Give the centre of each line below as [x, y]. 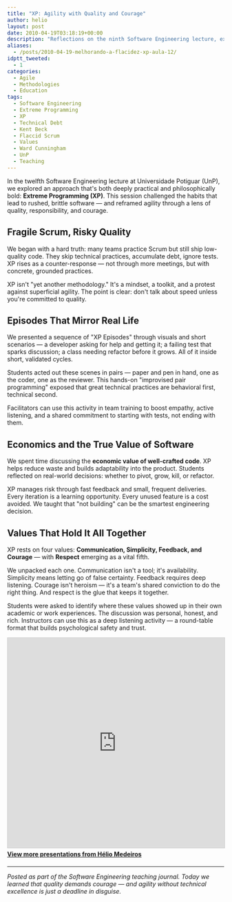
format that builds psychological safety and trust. [77, 628]
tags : [15, 97]
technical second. [32, 395]
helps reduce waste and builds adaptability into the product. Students [106, 469]
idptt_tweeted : [29, 59]
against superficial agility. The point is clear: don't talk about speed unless [113, 292]
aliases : [20, 46]
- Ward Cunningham [40, 149]
